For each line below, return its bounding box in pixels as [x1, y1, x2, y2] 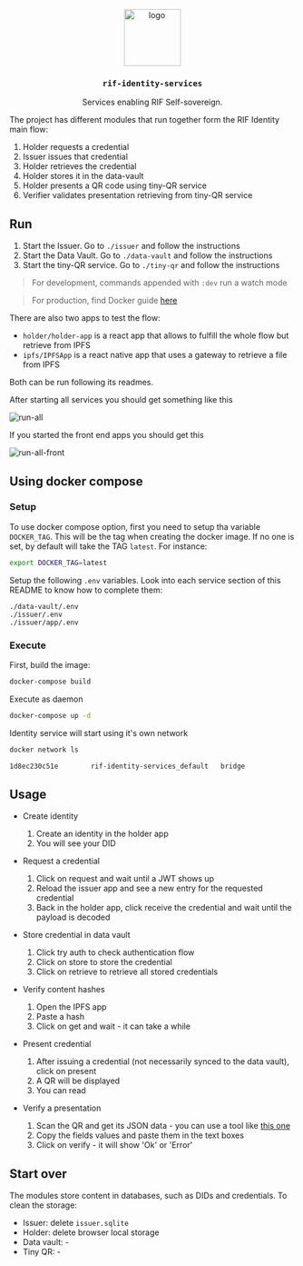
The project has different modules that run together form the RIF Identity [9, 115, 279, 125]
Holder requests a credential [22, 142, 130, 153]
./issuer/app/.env [9, 618, 79, 627]
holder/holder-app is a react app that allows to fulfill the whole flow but [22, 330, 289, 341]
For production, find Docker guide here [31, 295, 178, 306]
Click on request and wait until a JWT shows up [35, 873, 215, 884]
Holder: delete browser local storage [22, 1227, 160, 1238]
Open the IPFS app [35, 1002, 107, 1012]
